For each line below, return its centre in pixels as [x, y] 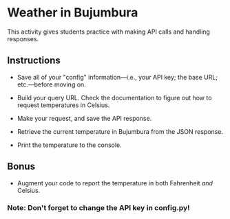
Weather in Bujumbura [73, 13]
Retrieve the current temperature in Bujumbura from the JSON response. [120, 131]
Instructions [34, 61]
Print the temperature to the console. [69, 145]
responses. [23, 38]
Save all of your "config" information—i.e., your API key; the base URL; [117, 77]
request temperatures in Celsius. [63, 105]
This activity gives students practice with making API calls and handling [108, 32]
